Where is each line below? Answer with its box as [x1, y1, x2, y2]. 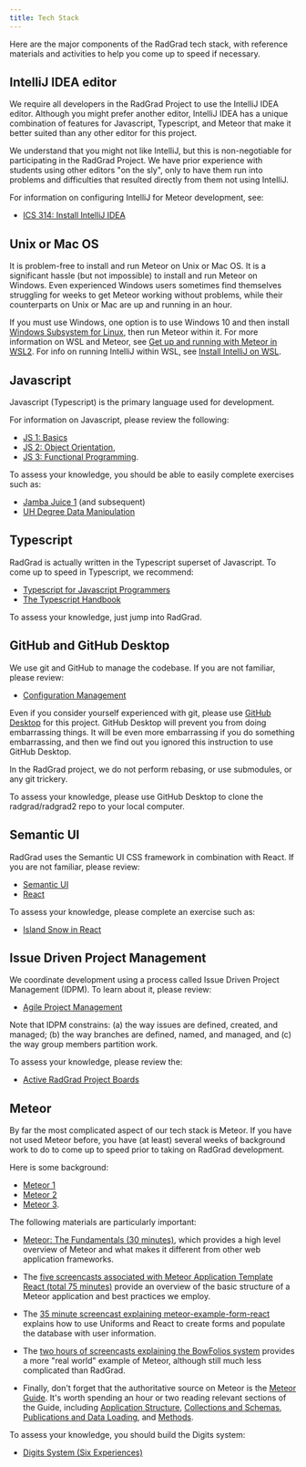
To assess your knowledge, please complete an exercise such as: [9, 906, 256, 917]
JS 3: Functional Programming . [22, 452, 139, 463]
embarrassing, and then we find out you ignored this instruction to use [9, 736, 273, 747]
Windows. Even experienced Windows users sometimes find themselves [9, 280, 282, 291]
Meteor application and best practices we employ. [22, 1291, 211, 1302]
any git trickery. [9, 773, 68, 785]
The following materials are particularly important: [9, 1217, 198, 1228]
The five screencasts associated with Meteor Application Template [22, 1272, 273, 1283]
